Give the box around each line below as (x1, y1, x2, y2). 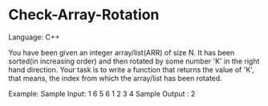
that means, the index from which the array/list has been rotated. (8, 73, 222, 83)
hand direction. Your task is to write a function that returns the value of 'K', (8, 64, 254, 74)
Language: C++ (8, 32, 60, 42)
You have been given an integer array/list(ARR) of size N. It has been (8, 47, 235, 57)
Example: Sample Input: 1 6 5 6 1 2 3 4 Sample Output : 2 (8, 88, 196, 98)
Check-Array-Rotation (8, 6, 160, 24)
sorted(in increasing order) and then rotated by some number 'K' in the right (8, 56, 260, 66)
